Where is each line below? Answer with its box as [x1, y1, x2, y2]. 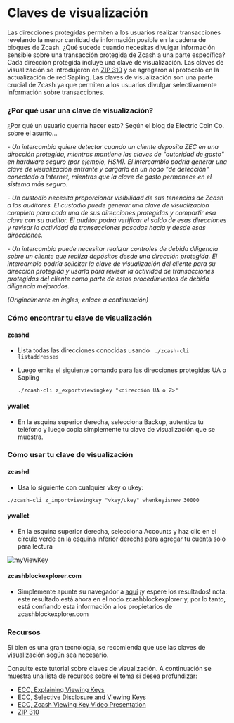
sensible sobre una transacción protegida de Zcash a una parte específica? [7, 51, 226, 59]
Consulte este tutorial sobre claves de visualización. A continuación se [7, 665, 212, 673]
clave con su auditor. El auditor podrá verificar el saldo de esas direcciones [7, 216, 227, 224]
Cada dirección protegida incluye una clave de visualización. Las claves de [7, 58, 224, 66]
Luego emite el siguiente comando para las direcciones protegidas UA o [17, 366, 227, 374]
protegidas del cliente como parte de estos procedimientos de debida [7, 274, 209, 283]
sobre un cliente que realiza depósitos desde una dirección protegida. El [7, 252, 218, 261]
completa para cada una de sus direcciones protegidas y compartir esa [7, 209, 216, 217]
